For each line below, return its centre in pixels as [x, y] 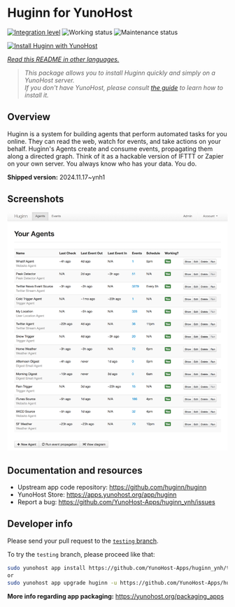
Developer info [40, 524]
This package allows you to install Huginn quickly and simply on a [120, 73]
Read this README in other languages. [63, 59]
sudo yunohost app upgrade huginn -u [62, 583]
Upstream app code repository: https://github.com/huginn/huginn [112, 488]
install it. [36, 95]
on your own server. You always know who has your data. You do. [102, 163]
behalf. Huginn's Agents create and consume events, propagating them [110, 149]
